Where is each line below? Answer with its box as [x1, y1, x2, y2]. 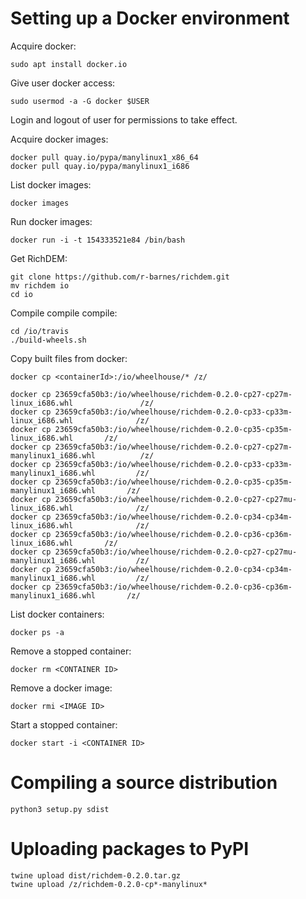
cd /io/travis [10, 326, 70, 336]
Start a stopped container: [10, 718, 118, 731]
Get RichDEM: [10, 252, 68, 264]
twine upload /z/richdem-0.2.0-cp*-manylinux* [10, 879, 208, 889]
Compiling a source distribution [10, 772, 278, 794]
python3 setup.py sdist [10, 804, 110, 814]
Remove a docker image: [10, 682, 113, 694]
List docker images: [10, 178, 92, 191]
